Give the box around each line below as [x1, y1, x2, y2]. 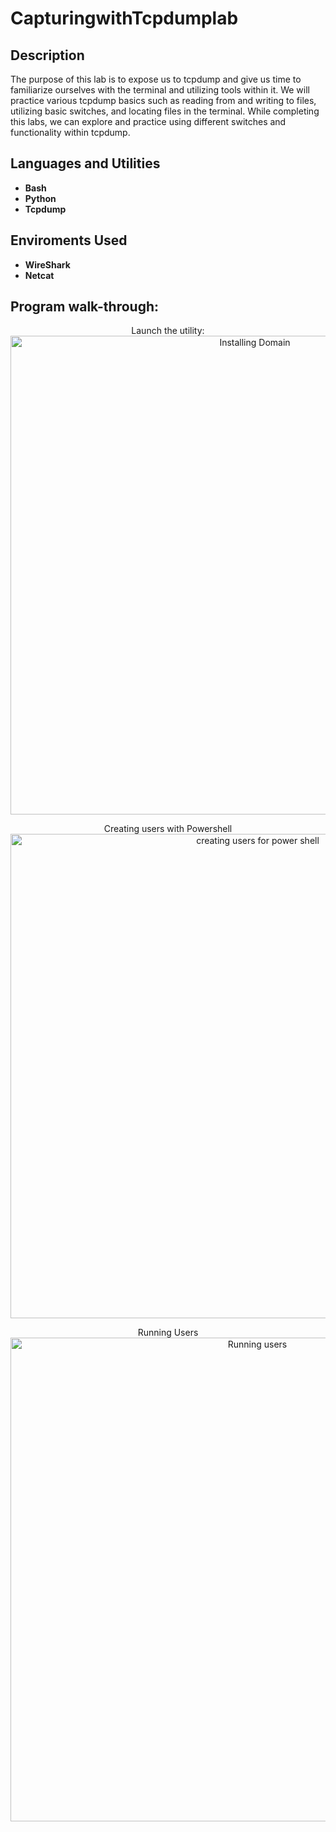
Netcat [24, 269, 55, 281]
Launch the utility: [131, 325, 205, 337]
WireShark [24, 258, 71, 271]
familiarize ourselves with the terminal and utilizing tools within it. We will [10, 84, 310, 96]
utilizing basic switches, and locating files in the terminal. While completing [10, 105, 320, 117]
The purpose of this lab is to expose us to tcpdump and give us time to [10, 73, 302, 85]
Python [24, 192, 57, 204]
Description [10, 47, 85, 64]
